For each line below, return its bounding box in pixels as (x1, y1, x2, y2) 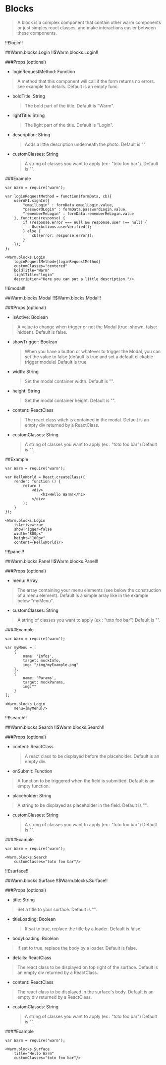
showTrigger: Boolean (12, 339, 57, 345)
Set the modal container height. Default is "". (24, 397, 116, 403)
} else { (23, 228, 41, 234)
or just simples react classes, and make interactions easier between (17, 24, 156, 30)
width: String (12, 369, 39, 375)
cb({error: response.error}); (31, 233, 94, 238)
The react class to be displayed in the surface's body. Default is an (17, 988, 154, 995)
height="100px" (14, 535, 46, 540)
